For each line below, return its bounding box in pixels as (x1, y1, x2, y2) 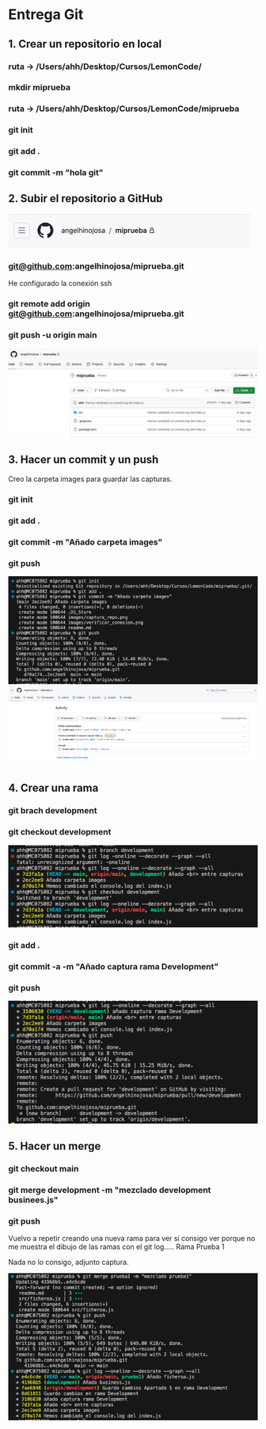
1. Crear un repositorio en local (8, 37, 162, 51)
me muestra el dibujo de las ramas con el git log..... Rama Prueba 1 (8, 1242, 225, 1251)
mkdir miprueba (8, 82, 71, 93)
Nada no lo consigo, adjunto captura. (8, 1258, 129, 1267)
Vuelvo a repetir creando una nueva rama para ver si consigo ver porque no (8, 1234, 256, 1244)
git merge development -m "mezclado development (8, 1184, 211, 1195)
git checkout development (8, 827, 112, 838)
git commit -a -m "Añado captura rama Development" (8, 961, 219, 972)
